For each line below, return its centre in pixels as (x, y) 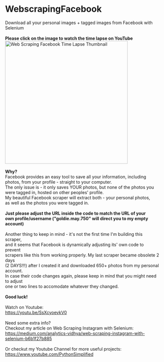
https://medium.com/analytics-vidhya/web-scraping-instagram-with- (75, 333)
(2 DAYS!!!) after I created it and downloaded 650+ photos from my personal (82, 265)
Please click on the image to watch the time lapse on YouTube (69, 38)
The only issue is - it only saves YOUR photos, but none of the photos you (80, 187)
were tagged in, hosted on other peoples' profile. (54, 192)
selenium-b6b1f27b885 (29, 338)
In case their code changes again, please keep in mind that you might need (81, 276)
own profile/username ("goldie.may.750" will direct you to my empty (77, 218)
